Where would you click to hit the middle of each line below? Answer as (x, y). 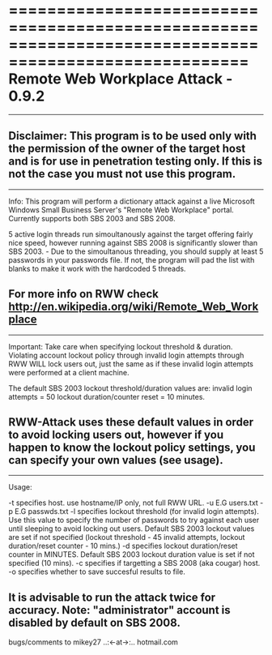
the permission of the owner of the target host (127, 149)
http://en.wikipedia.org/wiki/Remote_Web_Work (134, 307)
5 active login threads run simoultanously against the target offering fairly (131, 234)
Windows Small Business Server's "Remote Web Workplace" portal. (121, 210)
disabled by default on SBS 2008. (94, 622)
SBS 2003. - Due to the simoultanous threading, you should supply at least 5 (136, 251)
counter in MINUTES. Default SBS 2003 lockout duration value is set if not (132, 554)
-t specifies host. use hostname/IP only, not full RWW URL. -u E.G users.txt (134, 503)
